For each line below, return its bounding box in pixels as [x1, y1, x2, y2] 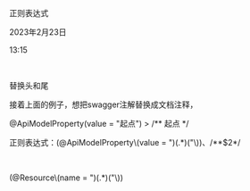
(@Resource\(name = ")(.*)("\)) [9, 172, 123, 183]
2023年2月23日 [9, 27, 67, 37]
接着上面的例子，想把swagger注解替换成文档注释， [9, 99, 198, 110]
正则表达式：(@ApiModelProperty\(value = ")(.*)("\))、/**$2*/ [9, 137, 241, 147]
